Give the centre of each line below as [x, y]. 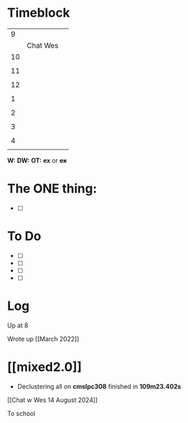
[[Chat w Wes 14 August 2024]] [53, 400]
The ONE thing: [52, 189]
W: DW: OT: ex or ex [37, 160]
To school [22, 413]
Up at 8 [18, 325]
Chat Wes [43, 45]
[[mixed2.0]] [45, 367]
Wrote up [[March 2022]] [43, 339]
